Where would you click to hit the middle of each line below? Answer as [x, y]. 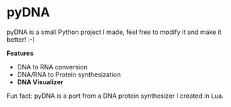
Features [20, 53]
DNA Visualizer [40, 81]
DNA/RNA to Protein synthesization [69, 74]
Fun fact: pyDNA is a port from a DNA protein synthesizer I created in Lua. [115, 96]
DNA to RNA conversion [52, 67]
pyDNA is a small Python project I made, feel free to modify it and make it [114, 32]
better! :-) [21, 39]
